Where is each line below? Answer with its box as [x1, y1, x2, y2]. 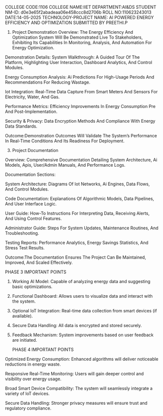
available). [12, 313, 33, 319]
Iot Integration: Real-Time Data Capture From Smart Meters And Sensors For [5, 89, 158, 94]
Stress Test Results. [5, 245, 45, 251]
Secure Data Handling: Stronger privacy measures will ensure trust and [5, 400, 147, 406]
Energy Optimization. [12, 45, 54, 50]
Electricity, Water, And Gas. [5, 94, 60, 100]
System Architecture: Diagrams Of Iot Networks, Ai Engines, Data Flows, [5, 181, 150, 187]
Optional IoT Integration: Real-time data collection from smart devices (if [12, 308, 157, 313]
